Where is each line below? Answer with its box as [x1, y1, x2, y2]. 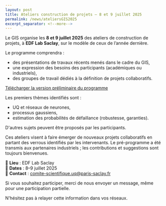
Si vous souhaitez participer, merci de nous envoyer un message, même [5, 180, 153, 186]
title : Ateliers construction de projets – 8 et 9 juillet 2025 [5, 12, 142, 17]
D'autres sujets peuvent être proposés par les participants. [5, 125, 126, 131]
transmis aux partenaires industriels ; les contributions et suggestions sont [5, 145, 159, 151]
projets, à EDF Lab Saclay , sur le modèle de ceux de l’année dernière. [5, 40, 148, 46]
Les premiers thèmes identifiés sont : [5, 95, 81, 101]
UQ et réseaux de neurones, [12, 104, 71, 110]
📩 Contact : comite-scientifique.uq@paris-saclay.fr [5, 171, 111, 177]
